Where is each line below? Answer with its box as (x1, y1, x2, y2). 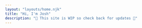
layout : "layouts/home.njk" (5, 7, 62, 12)
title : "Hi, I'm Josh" (5, 11, 51, 16)
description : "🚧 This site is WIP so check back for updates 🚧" (5, 16, 138, 20)
